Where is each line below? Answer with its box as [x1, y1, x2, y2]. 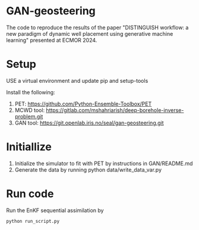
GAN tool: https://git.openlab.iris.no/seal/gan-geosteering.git [14, 119, 165, 126]
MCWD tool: [14, 106, 45, 114]
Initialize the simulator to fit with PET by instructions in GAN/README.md [14, 160, 193, 167]
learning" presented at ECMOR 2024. [6, 36, 97, 43]
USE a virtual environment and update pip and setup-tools [6, 77, 149, 84]
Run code [6, 187, 54, 200]
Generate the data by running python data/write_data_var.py [14, 166, 162, 173]
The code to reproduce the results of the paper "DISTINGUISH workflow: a [6, 24, 189, 31]
